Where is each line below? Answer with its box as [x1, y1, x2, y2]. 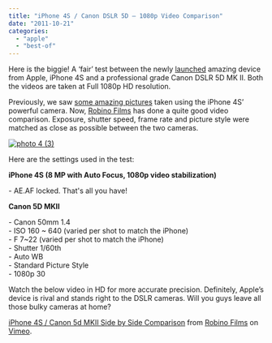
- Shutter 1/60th [8, 243, 62, 253]
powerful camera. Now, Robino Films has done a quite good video [8, 106, 229, 116]
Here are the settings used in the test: [8, 155, 135, 165]
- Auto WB [8, 252, 44, 262]
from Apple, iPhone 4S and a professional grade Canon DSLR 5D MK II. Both [8, 73, 264, 83]
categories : [8, 27, 49, 35]
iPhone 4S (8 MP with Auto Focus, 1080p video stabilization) [8, 170, 217, 180]
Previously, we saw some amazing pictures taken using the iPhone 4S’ [8, 97, 244, 107]
